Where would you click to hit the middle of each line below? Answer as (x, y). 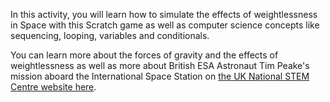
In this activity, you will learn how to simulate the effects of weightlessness (164, 14)
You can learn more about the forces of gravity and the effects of (144, 55)
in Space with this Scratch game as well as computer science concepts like (165, 25)
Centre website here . (53, 87)
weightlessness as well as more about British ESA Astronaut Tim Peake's (160, 65)
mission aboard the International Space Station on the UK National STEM (160, 76)
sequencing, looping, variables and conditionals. (110, 35)
